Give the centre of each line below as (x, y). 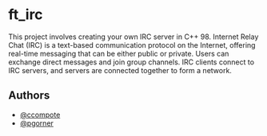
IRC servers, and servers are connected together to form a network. (120, 70)
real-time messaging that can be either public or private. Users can (119, 53)
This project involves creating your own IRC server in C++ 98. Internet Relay (133, 37)
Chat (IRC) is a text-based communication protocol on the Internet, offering (132, 45)
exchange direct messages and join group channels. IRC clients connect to (131, 62)
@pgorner (37, 123)
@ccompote (40, 115)
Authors (29, 96)
